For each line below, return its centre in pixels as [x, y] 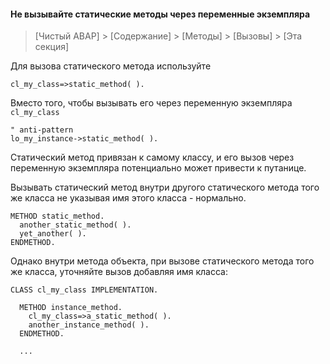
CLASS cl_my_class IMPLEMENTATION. [84, 290]
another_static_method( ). [75, 225]
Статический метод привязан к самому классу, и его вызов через [152, 157]
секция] [52, 47]
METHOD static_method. [57, 216]
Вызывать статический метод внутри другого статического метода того [165, 187]
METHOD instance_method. [71, 308]
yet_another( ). [53, 234]
